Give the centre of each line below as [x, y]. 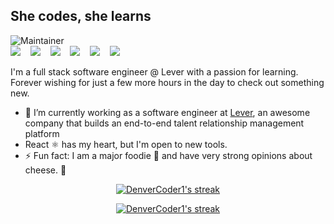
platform [42, 133]
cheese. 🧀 [45, 170]
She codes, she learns [81, 16]
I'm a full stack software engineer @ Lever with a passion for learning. [154, 71]
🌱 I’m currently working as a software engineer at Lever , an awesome [167, 112]
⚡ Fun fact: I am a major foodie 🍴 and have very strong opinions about [168, 155]
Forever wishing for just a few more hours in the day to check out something [167, 82]
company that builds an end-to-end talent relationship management [164, 123]
